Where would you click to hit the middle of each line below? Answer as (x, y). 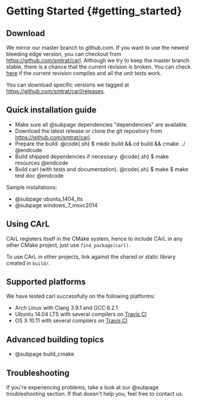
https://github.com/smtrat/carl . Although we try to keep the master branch (98, 60)
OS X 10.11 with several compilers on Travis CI (71, 321)
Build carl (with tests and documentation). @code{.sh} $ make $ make (101, 169)
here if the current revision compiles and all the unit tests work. (84, 73)
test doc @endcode (39, 175)
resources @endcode (42, 163)
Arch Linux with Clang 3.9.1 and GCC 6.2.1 (66, 308)
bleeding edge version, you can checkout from (64, 54)
